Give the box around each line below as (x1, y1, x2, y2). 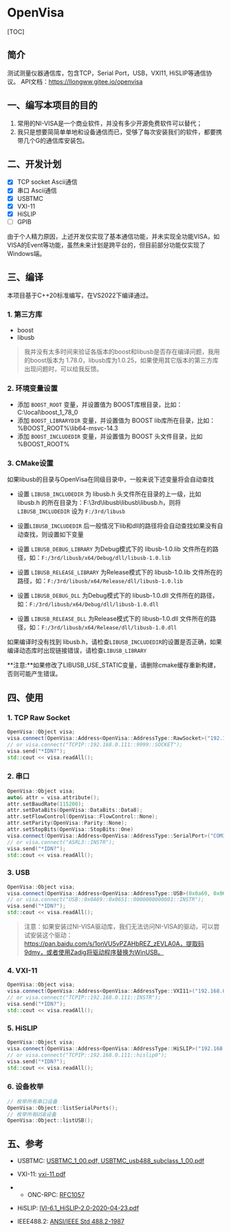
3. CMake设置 (7, 459, 54, 468)
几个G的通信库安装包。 (23, 136, 89, 144)
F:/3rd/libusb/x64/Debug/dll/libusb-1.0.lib (41, 555, 171, 562)
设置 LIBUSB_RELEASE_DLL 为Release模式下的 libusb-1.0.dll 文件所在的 (16, 614, 210, 623)
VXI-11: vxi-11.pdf (16, 1170, 66, 1178)
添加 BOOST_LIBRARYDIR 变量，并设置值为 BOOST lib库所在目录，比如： (16, 416, 215, 424)
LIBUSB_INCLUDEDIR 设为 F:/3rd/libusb (16, 507, 126, 515)
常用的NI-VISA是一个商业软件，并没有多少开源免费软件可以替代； (16, 119, 203, 127)
